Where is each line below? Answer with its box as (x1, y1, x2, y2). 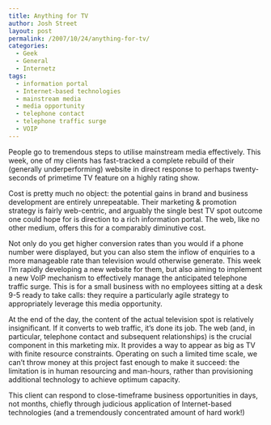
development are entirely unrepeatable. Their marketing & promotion (8, 197, 237, 206)
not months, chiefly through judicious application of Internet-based (8, 398, 232, 409)
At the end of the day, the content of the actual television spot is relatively (8, 314, 254, 324)
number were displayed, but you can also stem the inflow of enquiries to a (8, 247, 256, 257)
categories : (8, 42, 49, 50)
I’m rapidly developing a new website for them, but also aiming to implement (8, 264, 263, 274)
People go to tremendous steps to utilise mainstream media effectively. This (8, 147, 261, 156)
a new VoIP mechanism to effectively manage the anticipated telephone (8, 273, 248, 283)
